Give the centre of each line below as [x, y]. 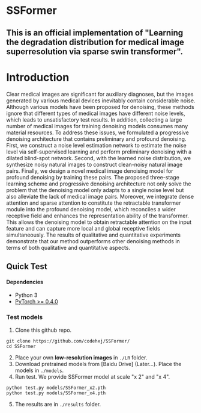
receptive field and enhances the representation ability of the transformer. [97, 216]
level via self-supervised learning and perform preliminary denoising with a [99, 152]
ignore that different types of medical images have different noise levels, [96, 113]
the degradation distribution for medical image [95, 42]
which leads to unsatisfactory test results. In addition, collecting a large [94, 120]
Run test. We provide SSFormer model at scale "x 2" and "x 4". [92, 377]
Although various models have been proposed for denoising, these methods [100, 107]
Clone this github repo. [43, 330]
